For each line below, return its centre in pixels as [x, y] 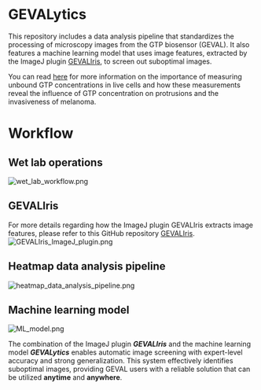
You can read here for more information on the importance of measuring [125, 76]
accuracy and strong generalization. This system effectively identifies [121, 361]
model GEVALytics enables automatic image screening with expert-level [125, 352]
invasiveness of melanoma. [52, 101]
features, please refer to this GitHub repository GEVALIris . [101, 233]
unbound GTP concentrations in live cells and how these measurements [125, 85]
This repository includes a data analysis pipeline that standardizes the [121, 36]
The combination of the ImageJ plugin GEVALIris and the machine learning [130, 344]
